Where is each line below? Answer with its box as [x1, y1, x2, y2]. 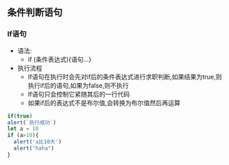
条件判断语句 [7, 6, 63, 19]
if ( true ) [7, 112, 33, 120]
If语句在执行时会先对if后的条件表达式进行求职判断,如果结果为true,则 [27, 72, 222, 81]
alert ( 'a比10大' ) [13, 139, 62, 146]
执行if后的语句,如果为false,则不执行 [27, 81, 129, 89]
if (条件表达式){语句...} [27, 55, 92, 63]
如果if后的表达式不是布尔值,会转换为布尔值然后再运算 [27, 98, 181, 107]
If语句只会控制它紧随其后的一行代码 [27, 90, 131, 98]
